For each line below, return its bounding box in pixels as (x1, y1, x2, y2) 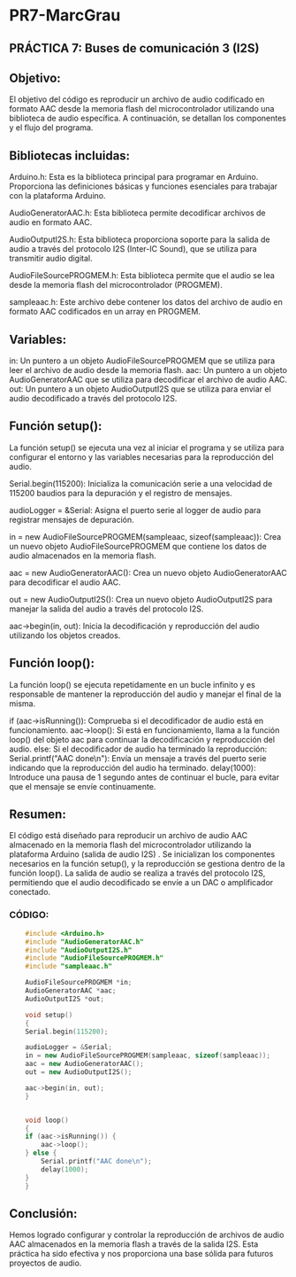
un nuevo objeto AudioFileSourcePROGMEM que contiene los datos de (9, 541, 267, 551)
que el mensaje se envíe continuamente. (9, 781, 156, 791)
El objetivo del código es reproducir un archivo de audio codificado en (9, 94, 265, 105)
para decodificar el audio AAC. (9, 577, 121, 588)
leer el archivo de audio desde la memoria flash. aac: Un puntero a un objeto (9, 365, 287, 376)
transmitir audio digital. (9, 253, 93, 264)
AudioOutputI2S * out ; (25, 994, 104, 1003)
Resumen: (9, 807, 66, 822)
